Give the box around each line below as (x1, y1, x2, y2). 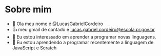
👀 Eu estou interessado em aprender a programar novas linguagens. (12, 33, 156, 40)
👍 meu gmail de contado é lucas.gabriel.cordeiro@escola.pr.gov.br (12, 26, 155, 32)
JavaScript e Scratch (12, 45, 57, 51)
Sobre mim (5, 4, 52, 15)
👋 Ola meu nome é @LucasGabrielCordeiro (12, 21, 104, 27)
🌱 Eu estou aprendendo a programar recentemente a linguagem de (12, 39, 154, 45)
